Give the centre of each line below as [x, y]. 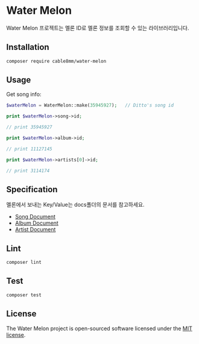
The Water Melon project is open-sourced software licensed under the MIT [99, 328]
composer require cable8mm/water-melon [56, 61]
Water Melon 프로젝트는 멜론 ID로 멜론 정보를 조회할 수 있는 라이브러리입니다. [98, 28]
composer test [24, 295]
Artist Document [35, 230]
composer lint [24, 263]
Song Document [35, 217]
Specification [32, 189]
